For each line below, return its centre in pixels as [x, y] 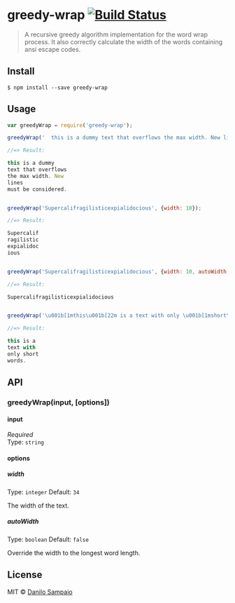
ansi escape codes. [52, 49]
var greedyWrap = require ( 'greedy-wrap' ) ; [70, 125]
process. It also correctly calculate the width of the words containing [123, 41]
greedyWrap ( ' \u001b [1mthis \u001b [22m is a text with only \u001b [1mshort [117, 316]
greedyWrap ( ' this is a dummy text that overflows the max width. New [114, 138]
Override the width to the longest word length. [74, 553]
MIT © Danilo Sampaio [40, 592]
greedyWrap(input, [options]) [58, 402]
